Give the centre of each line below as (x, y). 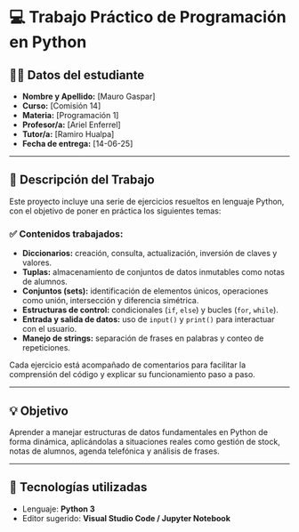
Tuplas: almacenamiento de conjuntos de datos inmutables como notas (153, 272)
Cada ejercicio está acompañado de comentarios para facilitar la (128, 365)
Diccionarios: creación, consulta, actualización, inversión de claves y (149, 254)
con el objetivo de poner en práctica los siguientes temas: (115, 211)
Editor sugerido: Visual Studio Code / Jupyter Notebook (126, 518)
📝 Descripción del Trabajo (82, 180)
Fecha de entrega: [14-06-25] (77, 144)
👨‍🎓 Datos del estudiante (77, 75)
